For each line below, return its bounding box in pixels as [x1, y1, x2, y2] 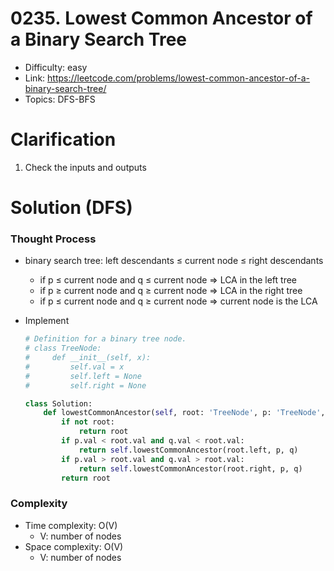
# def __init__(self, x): [24, 353, 152, 363]
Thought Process [10, 232, 97, 246]
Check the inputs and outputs [24, 161, 147, 173]
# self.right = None [24, 380, 147, 391]
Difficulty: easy [24, 61, 88, 73]
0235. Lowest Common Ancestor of [10, 7, 313, 30]
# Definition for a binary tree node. [24, 334, 187, 344]
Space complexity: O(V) [24, 540, 124, 552]
